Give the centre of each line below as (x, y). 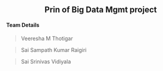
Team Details (23, 25)
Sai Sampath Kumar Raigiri (54, 50)
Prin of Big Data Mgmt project (101, 10)
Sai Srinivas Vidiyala (46, 61)
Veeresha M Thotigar (47, 38)
